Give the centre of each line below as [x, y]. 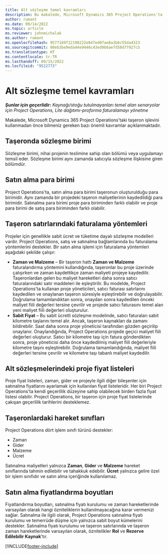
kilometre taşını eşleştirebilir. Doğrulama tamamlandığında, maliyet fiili [84, 348]
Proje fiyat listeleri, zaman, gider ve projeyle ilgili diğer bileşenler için [76, 381]
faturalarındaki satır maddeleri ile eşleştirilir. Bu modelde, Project [79, 283]
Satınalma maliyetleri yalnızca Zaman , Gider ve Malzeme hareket [73, 466]
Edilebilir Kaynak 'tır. [26, 536]
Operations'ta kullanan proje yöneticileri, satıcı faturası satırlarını [79, 289]
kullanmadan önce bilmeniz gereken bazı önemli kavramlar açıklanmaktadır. [83, 125]
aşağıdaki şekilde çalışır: [31, 252]
